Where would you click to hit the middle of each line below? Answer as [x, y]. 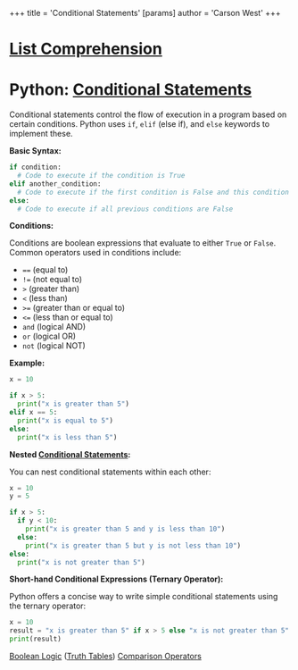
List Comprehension [86, 49]
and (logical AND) [54, 327]
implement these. [41, 134]
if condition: [36, 167]
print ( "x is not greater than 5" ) [81, 562]
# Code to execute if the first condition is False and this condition [153, 192]
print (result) [36, 639]
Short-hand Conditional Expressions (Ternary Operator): [116, 579]
